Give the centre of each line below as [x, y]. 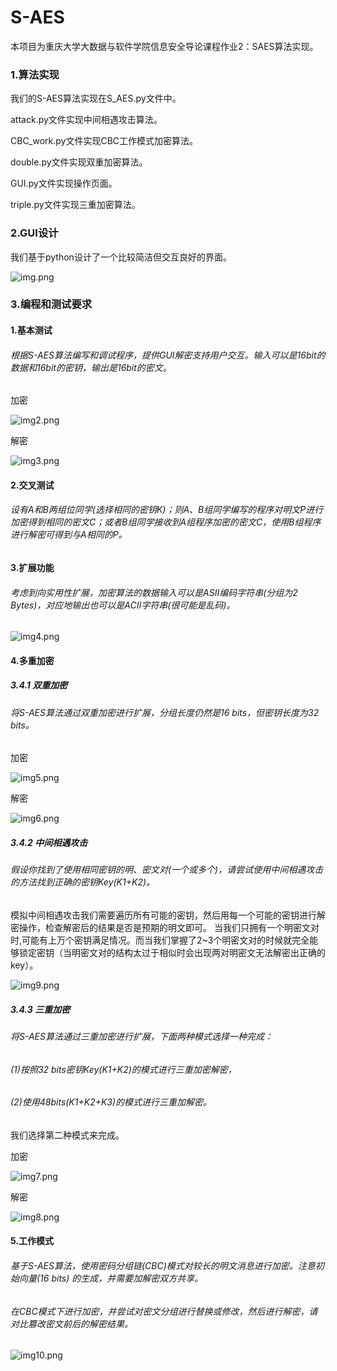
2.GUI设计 [34, 233]
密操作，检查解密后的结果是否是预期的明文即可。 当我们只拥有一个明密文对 [165, 927]
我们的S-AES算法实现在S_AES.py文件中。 [96, 98]
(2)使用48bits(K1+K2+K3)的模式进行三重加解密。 [111, 1102]
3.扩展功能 [32, 568]
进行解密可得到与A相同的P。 [69, 535]
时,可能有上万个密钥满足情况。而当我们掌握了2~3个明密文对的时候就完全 [160, 940]
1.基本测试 [31, 330]
